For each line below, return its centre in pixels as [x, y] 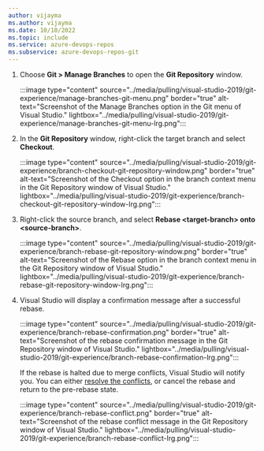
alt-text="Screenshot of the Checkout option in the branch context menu [138, 179]
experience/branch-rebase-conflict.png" [86, 413]
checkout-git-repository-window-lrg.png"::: [90, 204]
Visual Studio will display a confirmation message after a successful [130, 300]
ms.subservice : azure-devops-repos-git [74, 52]
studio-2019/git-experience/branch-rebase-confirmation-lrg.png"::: [129, 357]
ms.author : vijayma [40, 23]
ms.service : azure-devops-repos [61, 45]
